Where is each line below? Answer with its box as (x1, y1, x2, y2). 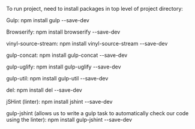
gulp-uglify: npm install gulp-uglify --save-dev (6, 63, 121, 70)
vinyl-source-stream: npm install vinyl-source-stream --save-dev (6, 40, 168, 47)
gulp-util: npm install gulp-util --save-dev (6, 75, 109, 82)
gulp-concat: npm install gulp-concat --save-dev (6, 52, 128, 59)
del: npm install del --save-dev (6, 86, 82, 94)
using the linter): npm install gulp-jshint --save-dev (6, 116, 133, 123)
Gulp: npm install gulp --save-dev (6, 17, 90, 23)
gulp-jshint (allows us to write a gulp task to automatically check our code (6, 110, 189, 116)
